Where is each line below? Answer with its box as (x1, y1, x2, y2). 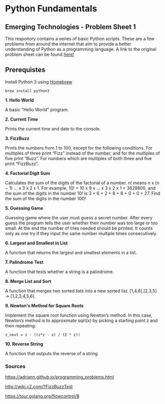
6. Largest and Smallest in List (5, 240, 68, 246)
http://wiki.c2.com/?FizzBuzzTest (5, 384, 73, 390)
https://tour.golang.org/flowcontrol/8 (5, 393, 80, 399)
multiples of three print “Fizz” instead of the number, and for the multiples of (5, 150, 160, 156)
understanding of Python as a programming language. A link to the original (5, 46, 157, 52)
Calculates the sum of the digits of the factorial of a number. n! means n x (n (5, 180, 160, 186)
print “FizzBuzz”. (5, 161, 39, 166)
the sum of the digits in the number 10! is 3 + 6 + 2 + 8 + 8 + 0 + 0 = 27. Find (5, 190, 161, 196)
